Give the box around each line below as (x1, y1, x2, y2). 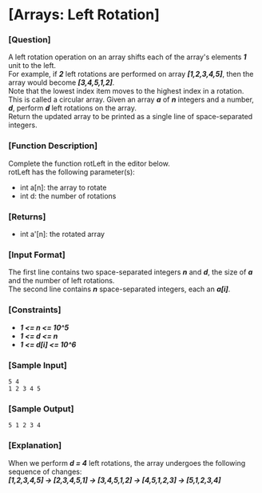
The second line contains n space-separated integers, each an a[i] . (8, 284, 231, 294)
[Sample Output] (8, 403, 74, 414)
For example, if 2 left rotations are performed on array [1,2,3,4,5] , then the (8, 70, 254, 79)
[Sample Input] (8, 359, 68, 371)
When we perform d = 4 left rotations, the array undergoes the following (8, 458, 246, 467)
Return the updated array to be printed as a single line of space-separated (8, 112, 253, 122)
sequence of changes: (8, 467, 82, 476)
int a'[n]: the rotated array (19, 230, 105, 239)
